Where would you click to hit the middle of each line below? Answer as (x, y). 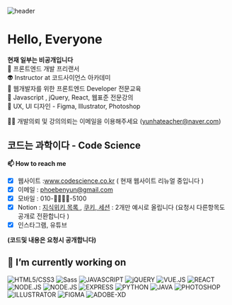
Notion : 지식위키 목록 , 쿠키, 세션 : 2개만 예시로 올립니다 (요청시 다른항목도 (121, 207)
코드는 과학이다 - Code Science (74, 146)
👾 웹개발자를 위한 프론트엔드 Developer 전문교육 (74, 88)
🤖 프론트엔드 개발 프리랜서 (43, 68)
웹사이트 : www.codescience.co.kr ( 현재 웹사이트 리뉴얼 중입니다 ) (110, 181)
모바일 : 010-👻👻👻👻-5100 (52, 198)
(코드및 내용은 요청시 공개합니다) (52, 240)
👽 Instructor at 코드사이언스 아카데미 (59, 77)
